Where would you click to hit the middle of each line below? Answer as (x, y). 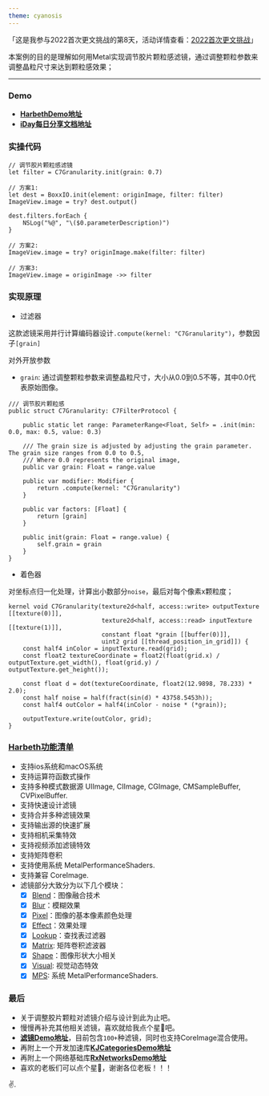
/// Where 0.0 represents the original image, (102, 460)
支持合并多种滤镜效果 (55, 814)
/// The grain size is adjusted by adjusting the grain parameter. (137, 446)
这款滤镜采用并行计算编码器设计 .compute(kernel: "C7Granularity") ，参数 (131, 333)
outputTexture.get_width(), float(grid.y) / (84, 663)
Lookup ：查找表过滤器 (69, 936)
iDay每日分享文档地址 (56, 124)
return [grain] (62, 516)
